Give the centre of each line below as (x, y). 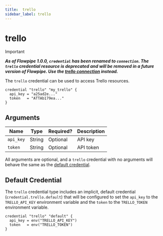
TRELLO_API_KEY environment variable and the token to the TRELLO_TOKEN (76, 202)
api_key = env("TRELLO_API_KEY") (43, 221)
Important (15, 52)
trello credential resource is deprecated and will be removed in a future (80, 66)
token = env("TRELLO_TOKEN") (41, 225)
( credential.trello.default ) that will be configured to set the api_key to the (81, 197)
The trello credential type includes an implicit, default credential (70, 192)
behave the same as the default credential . (48, 165)
